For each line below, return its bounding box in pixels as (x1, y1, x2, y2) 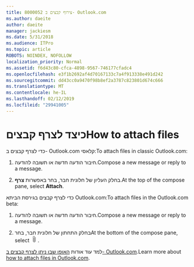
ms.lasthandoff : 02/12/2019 (6, 96, 75, 102)
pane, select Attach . (14, 182, 64, 190)
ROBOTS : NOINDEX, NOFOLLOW (6, 53, 72, 59)
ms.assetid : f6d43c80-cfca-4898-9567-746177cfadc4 (6, 65, 132, 71)
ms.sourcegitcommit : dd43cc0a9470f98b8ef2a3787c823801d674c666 (6, 77, 164, 83)
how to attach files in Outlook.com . (6, 254, 90, 261)
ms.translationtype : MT (6, 84, 64, 90)
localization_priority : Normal (6, 59, 82, 64)
